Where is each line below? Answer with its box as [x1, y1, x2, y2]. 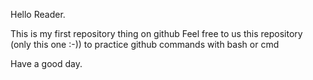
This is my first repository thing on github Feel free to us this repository [10, 28, 303, 39]
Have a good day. [10, 58, 83, 69]
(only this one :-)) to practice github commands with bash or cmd [10, 39, 280, 50]
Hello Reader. [10, 9, 66, 20]
